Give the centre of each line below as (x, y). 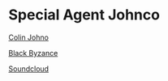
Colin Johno (28, 37)
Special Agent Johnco (84, 15)
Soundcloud (29, 68)
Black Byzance (33, 53)
